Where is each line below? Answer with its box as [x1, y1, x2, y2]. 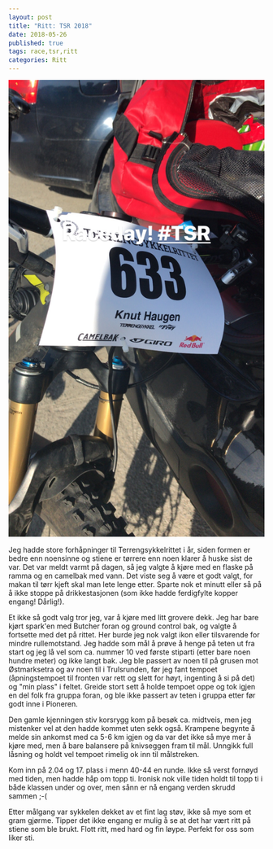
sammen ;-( [8, 790, 47, 801]
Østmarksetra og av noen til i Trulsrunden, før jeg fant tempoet [8, 664, 218, 674]
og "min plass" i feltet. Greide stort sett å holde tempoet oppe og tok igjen [8, 681, 256, 691]
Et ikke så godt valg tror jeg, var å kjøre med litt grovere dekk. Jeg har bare [8, 612, 259, 622]
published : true [8, 39, 63, 47]
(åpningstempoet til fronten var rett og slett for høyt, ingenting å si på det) [8, 672, 256, 683]
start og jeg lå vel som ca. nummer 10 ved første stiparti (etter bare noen [8, 647, 251, 657]
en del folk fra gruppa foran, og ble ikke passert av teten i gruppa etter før [8, 690, 256, 700]
